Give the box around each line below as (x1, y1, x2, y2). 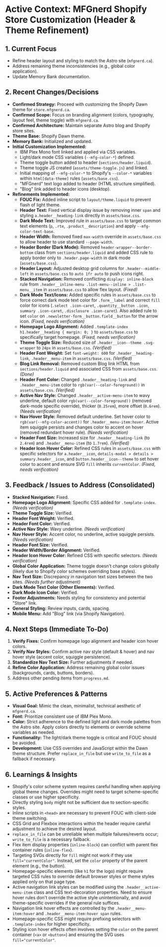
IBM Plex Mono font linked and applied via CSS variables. (19, 148, 137, 155)
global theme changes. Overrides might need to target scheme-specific (12, 789, 159, 795)
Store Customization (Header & (5, 14, 136, 25)
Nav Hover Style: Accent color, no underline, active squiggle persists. (12, 531, 155, 537)
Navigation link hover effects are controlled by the (12, 905, 115, 911)
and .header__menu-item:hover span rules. (36, 911, 122, 917)
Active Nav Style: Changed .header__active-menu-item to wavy (19, 392, 150, 398)
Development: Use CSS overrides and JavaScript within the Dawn (12, 745, 148, 751)
